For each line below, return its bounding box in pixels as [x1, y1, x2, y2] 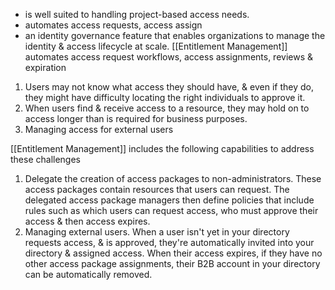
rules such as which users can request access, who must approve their [24, 205, 319, 216]
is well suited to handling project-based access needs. [24, 9, 250, 20]
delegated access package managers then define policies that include [24, 194, 315, 206]
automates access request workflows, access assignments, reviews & [24, 51, 314, 63]
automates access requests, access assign [24, 19, 203, 31]
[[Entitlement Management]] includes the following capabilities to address [10, 143, 315, 154]
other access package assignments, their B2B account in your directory [24, 258, 321, 269]
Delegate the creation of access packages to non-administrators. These [24, 173, 322, 184]
